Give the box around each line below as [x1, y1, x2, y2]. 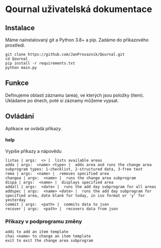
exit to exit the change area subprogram [5, 238, 94, 243]
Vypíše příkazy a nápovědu [5, 148, 62, 154]
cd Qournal [5, 56, 28, 61]
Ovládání [5, 112, 34, 121]
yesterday [5, 197, 26, 202]
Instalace [5, 24, 35, 32]
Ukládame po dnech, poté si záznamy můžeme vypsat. [5, 97, 119, 104]
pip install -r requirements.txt [5, 61, 75, 66]
